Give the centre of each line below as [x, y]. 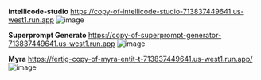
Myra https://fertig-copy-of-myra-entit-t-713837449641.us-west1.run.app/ [130, 59]
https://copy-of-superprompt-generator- [155, 35]
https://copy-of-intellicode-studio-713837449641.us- [157, 11]
